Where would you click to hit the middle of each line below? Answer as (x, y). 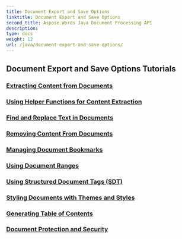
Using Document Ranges (42, 165)
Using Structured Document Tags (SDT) (64, 181)
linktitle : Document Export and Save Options (63, 17)
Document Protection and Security (57, 229)
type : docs (20, 34)
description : (22, 28)
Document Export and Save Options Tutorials (91, 69)
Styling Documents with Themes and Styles (71, 197)
